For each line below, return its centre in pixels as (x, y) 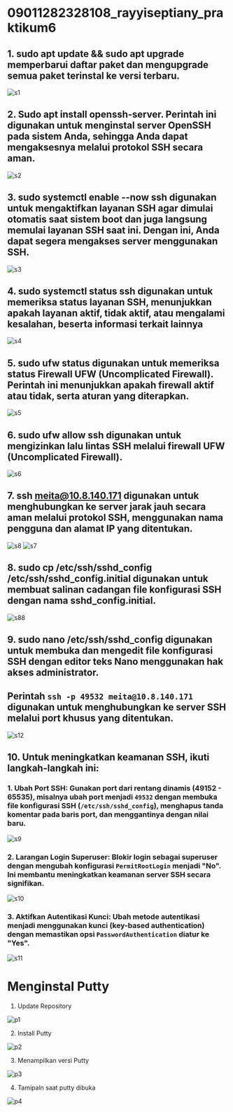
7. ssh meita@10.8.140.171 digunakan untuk (103, 496)
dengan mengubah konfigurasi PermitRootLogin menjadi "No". (114, 866)
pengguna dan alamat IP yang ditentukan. (100, 529)
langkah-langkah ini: (53, 768)
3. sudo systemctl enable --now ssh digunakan (112, 198)
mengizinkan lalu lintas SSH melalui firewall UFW (116, 446)
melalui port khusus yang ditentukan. (90, 719)
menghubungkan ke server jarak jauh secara (107, 507)
